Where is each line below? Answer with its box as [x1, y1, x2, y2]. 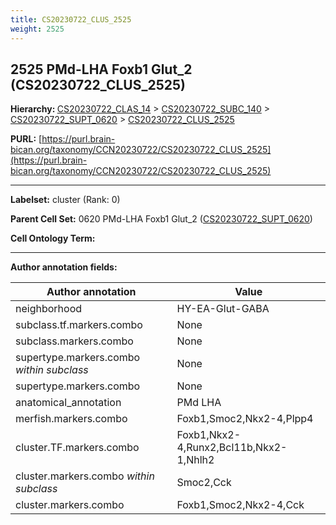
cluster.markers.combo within [15, 469, 155, 483]
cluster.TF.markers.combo [15, 441, 140, 455]
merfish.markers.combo [15, 412, 128, 426]
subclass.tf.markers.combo [15, 318, 143, 332]
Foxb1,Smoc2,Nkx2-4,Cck [176, 498, 305, 512]
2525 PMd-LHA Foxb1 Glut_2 [10, 61, 193, 78]
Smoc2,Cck [176, 476, 232, 490]
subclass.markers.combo [15, 334, 134, 348]
